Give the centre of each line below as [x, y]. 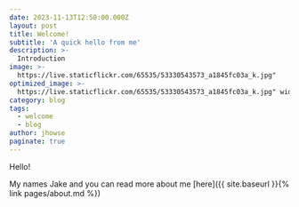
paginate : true [37, 141]
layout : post [33, 26]
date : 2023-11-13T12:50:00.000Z [69, 17]
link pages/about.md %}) [55, 193]
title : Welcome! [39, 34]
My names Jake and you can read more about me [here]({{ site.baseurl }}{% [149, 184]
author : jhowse [37, 133]
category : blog [37, 100]
